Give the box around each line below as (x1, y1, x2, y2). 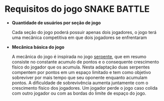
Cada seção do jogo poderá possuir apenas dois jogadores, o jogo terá (11, 29, 157, 35)
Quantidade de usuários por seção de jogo (11, 20, 101, 26)
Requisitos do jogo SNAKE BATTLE (4, 3, 150, 15)
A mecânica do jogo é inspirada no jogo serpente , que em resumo (11, 53, 147, 60)
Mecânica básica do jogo (11, 44, 65, 50)
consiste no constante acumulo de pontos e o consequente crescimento (11, 59, 159, 65)
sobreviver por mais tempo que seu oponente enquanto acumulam (11, 74, 148, 80)
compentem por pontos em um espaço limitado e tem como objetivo (11, 69, 151, 75)
